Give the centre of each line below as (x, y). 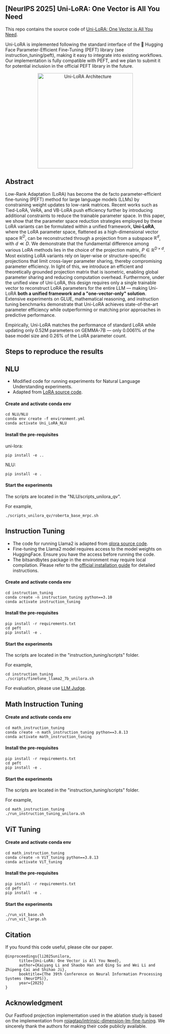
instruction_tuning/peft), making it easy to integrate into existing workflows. (84, 55)
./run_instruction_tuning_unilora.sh (45, 814)
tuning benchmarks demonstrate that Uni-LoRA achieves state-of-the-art (82, 304)
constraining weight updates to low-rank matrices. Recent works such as (82, 205)
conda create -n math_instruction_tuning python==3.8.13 (67, 732)
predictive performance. (30, 315)
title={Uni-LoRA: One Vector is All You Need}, (70, 961)
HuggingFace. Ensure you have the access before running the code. (84, 554)
